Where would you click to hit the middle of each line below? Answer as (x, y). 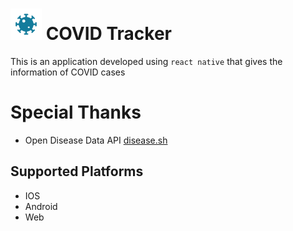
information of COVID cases (68, 72)
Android (41, 206)
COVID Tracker (108, 34)
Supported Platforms (77, 171)
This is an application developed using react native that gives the (146, 61)
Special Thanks (76, 112)
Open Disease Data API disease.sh (96, 140)
